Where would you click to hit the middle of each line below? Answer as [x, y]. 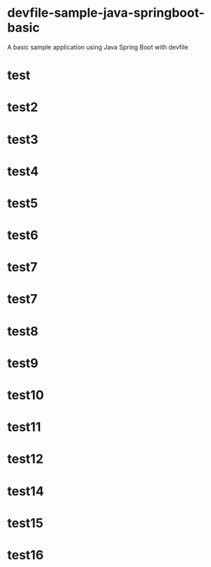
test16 [26, 555]
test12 [26, 459]
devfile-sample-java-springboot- [106, 13]
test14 [26, 491]
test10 [26, 395]
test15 [26, 523]
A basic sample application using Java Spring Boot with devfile [98, 47]
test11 [24, 427]
